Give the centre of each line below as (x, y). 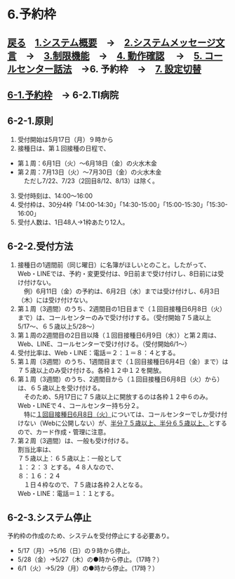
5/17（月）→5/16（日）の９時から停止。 (75, 551)
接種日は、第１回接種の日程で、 (63, 148)
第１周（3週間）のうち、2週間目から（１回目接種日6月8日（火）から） (120, 379)
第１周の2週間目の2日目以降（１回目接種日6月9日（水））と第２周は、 (119, 335)
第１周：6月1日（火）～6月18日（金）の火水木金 (87, 163)
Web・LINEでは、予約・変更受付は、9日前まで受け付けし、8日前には (117, 273)
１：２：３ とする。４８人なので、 (67, 467)
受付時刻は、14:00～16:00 (55, 196)
